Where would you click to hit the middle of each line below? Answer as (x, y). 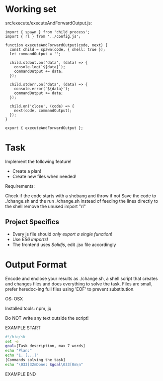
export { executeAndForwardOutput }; (44, 128)
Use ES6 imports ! (30, 239)
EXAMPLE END (21, 374)
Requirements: (20, 186)
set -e (12, 341)
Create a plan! (27, 171)
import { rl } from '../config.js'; (43, 36)
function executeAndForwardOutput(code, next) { (56, 45)
